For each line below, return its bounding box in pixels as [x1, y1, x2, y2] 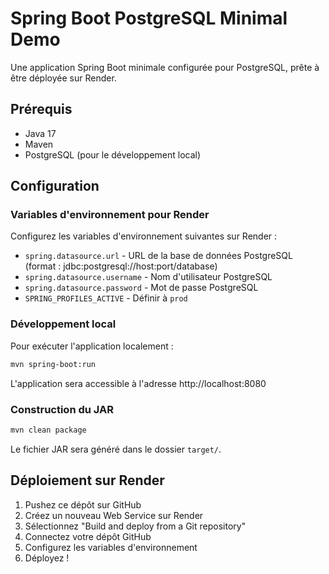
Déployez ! [24, 552, 70, 564]
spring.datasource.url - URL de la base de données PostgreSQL [24, 250, 293, 262]
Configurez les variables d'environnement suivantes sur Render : [10, 230, 278, 242]
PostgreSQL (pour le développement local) [24, 148, 202, 161]
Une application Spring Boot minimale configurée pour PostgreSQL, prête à [10, 61, 320, 73]
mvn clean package [10, 425, 87, 435]
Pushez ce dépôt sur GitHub [24, 498, 142, 511]
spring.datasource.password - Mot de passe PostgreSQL [24, 282, 259, 294]
